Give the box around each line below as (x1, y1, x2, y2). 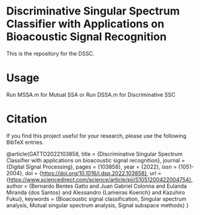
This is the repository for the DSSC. (6, 50, 95, 57)
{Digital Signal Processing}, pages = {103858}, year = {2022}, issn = (6, 163, 177, 170)
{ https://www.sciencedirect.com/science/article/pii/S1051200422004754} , (6, 176, 193, 183)
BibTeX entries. (6, 138, 44, 146)
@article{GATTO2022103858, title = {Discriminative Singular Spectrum (6, 150, 183, 158)
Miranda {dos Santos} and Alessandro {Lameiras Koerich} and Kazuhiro (6, 188, 185, 196)
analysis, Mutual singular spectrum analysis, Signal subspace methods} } (6, 201, 189, 209)
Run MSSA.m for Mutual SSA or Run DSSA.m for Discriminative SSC (6, 91, 176, 98)
